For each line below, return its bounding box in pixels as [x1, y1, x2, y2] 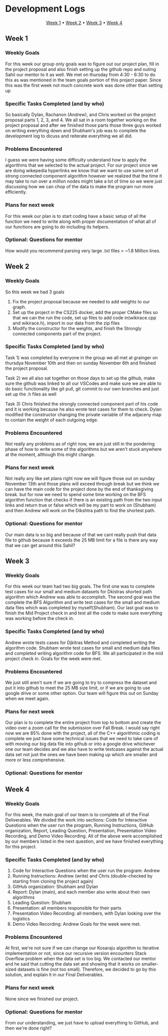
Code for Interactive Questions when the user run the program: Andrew [12, 867, 160, 873]
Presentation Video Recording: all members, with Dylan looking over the [12, 910, 161, 916]
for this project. [5, 843, 37, 849]
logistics [12, 916, 30, 922]
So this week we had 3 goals [5, 289, 65, 295]
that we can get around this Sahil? [5, 542, 76, 548]
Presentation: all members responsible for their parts [12, 905, 122, 911]
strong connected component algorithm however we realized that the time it [5, 173, 162, 179]
